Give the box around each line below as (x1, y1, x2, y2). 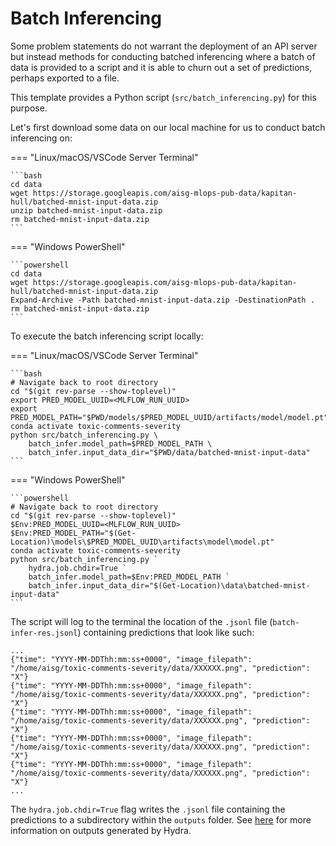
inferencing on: (10, 132, 73, 144)
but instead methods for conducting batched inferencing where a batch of (10, 50, 316, 62)
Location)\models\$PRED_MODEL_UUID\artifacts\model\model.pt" (10, 537, 275, 547)
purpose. (10, 102, 48, 114)
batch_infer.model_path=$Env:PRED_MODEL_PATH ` (28, 572, 230, 582)
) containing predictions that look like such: (77, 626, 255, 638)
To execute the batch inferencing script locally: (10, 330, 204, 342)
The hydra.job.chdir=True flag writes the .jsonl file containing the (10, 803, 286, 815)
